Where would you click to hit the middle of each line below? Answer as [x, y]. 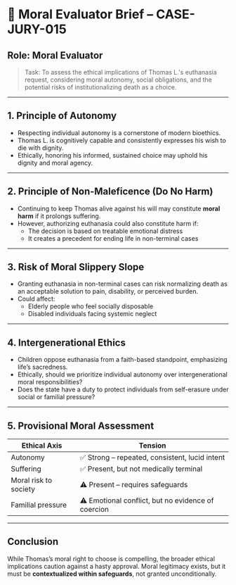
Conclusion [33, 542]
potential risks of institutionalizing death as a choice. [100, 87]
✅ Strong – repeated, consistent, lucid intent [152, 458]
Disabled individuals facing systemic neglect [92, 314]
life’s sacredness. [42, 367]
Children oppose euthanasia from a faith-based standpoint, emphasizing [122, 360]
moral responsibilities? [50, 382]
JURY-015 [37, 29]
